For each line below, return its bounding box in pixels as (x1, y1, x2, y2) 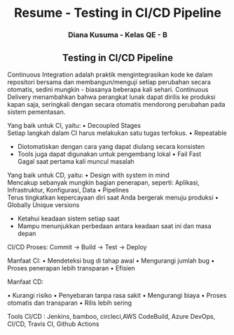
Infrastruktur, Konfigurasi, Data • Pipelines (7, 185, 130, 194)
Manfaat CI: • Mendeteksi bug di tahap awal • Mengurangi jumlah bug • (7, 256, 215, 265)
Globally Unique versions (7, 200, 80, 209)
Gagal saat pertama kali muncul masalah (17, 157, 135, 166)
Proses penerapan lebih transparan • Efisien (7, 263, 135, 272)
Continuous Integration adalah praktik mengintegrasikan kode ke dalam (7, 70, 213, 79)
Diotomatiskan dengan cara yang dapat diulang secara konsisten (17, 142, 205, 150)
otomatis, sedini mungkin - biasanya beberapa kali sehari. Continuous (7, 85, 209, 93)
